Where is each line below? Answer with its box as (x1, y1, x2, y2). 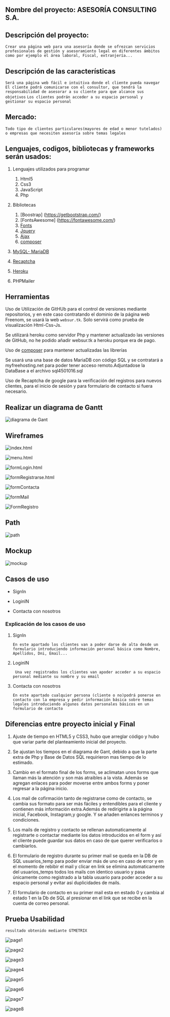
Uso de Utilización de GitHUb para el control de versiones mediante (5, 306, 147, 312)
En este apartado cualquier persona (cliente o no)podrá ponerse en (12, 693, 161, 698)
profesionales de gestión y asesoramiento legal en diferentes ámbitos (5, 49, 160, 54)
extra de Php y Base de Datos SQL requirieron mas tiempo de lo (12, 754, 146, 760)
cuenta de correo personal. (12, 900, 70, 906)
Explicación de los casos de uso (5, 621, 86, 628)
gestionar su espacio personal (5, 99, 72, 105)
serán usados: (5, 152, 52, 161)
